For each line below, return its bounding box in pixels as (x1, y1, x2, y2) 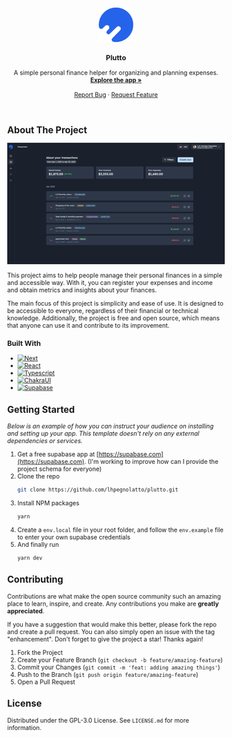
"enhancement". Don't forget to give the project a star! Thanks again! (7, 635, 204, 643)
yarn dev (17, 554, 43, 561)
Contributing (7, 574, 64, 586)
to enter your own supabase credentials (17, 533, 131, 541)
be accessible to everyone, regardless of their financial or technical (7, 307, 199, 315)
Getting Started (7, 404, 75, 416)
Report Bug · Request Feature (74, 91, 158, 99)
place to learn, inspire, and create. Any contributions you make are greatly (7, 599, 220, 608)
